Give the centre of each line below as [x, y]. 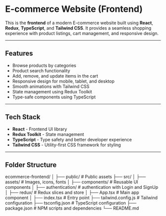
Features [19, 54]
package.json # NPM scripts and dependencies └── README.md [72, 208]
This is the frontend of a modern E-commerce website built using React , [79, 23]
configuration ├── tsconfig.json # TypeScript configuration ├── [71, 203]
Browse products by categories [44, 65]
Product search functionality [41, 71]
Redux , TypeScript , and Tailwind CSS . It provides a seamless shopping [78, 28]
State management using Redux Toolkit [52, 91]
